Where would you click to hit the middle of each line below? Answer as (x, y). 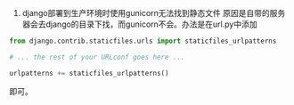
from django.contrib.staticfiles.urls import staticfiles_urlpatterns (143, 41)
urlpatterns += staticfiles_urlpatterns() (89, 73)
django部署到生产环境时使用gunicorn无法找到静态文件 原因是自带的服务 (154, 13)
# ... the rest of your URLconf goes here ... (97, 57)
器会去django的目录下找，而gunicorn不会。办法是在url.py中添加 (139, 24)
